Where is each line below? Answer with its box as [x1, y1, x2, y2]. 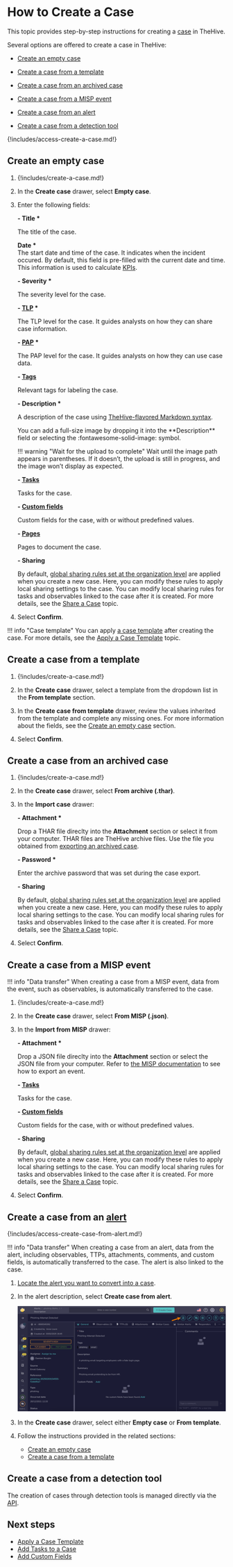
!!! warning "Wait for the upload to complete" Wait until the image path [17, 447, 218, 456]
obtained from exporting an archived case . [17, 842, 139, 851]
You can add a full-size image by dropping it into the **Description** [17, 426, 216, 435]
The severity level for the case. [17, 290, 106, 298]
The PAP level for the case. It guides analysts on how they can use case [17, 351, 223, 360]
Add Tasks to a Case [17, 1545, 77, 1553]
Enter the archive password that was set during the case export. [17, 869, 201, 877]
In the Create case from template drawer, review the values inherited [17, 707, 216, 715]
